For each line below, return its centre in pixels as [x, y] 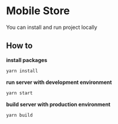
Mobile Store [38, 11]
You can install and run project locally [52, 27]
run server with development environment [59, 82]
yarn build [19, 115]
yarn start [19, 93]
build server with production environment [58, 104]
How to [19, 46]
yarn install [22, 71]
